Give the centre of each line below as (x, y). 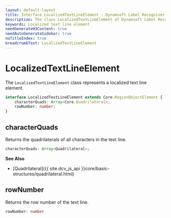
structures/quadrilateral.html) (43, 174)
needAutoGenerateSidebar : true (38, 34)
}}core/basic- (95, 168)
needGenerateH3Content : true (36, 29)
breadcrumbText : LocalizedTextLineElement (51, 43)
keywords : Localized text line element (48, 24)
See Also (15, 158)
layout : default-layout (31, 10)
